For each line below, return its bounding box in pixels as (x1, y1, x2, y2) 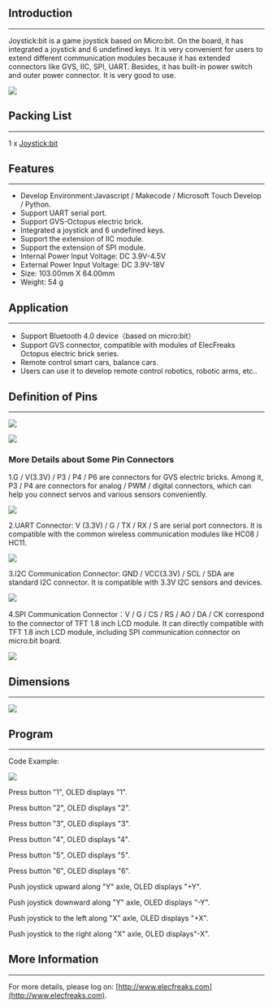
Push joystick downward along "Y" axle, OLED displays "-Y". (8, 897, 210, 907)
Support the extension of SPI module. (19, 243, 146, 253)
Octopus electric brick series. (19, 349, 119, 358)
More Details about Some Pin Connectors (8, 454, 175, 465)
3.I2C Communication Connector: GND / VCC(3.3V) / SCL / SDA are (8, 569, 235, 579)
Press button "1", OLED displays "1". (8, 787, 128, 797)
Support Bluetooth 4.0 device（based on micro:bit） (19, 331, 196, 341)
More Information (8, 953, 99, 967)
